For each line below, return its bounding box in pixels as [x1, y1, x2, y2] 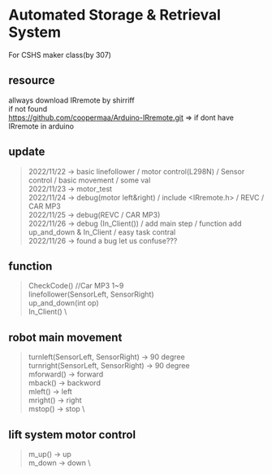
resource [8, 73, 55, 87]
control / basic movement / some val [28, 175, 151, 185]
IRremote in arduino [8, 121, 75, 131]
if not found [8, 103, 47, 113]
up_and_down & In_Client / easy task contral [28, 227, 176, 237]
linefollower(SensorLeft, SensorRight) [28, 289, 154, 299]
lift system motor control [8, 428, 136, 442]
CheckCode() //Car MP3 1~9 [28, 281, 124, 291]
